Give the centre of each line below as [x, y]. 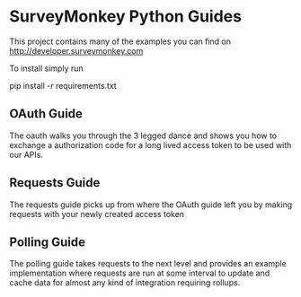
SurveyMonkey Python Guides [126, 17]
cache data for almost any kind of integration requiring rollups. [125, 283]
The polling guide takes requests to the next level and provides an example [148, 264]
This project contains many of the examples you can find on [120, 41]
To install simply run [46, 68]
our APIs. [26, 154]
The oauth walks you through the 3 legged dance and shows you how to [143, 135]
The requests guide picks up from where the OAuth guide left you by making [151, 205]
